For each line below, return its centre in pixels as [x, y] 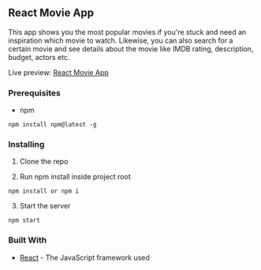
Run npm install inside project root [75, 177]
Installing [26, 144]
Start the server [45, 206]
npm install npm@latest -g [52, 125]
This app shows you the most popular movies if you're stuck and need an [127, 32]
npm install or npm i [44, 191]
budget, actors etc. [39, 57]
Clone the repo [44, 162]
